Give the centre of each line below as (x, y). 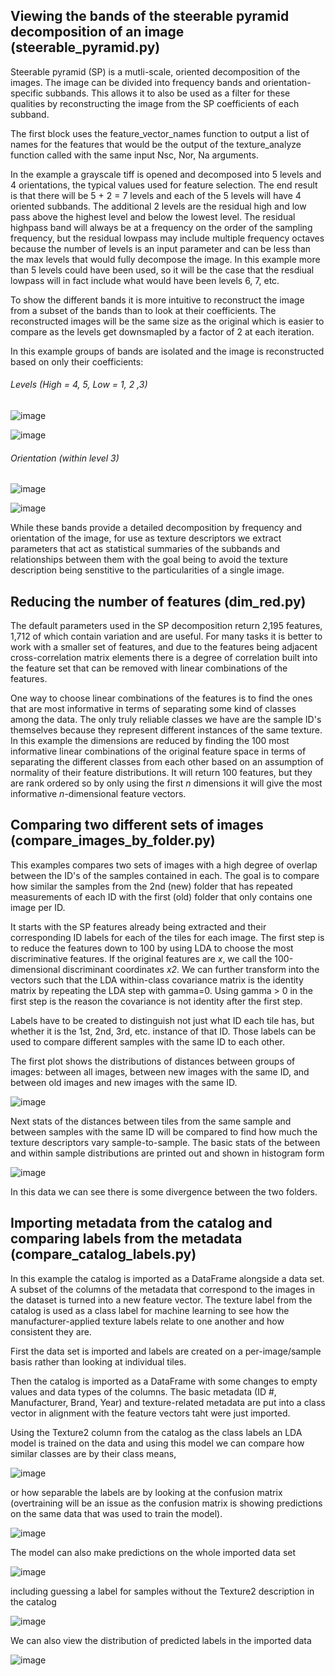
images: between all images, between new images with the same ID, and (160, 1071)
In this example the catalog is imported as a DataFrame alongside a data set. (167, 1278)
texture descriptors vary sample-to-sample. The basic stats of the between (165, 1142)
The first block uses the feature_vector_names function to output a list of (160, 133)
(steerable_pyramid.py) (85, 47)
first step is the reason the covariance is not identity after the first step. (156, 1001)
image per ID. (38, 907)
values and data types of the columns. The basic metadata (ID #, (143, 1391)
